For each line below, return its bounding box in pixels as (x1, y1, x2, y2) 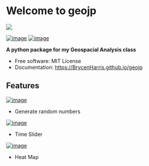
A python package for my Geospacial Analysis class (6, 46, 137, 53)
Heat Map (14, 153, 39, 160)
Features (6, 81, 39, 91)
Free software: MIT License (14, 57, 81, 64)
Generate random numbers (14, 108, 81, 115)
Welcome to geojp (6, 4, 97, 18)
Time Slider (14, 131, 43, 138)
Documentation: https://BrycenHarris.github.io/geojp (14, 64, 143, 71)
